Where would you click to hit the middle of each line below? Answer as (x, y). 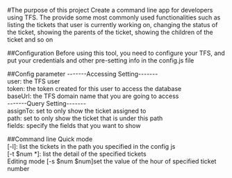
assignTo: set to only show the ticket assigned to (77, 111)
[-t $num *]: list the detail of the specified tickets (77, 154)
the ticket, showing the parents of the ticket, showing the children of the (110, 32)
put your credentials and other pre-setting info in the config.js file (101, 60)
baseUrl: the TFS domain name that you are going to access (93, 96)
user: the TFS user (34, 81)
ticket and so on (30, 40)
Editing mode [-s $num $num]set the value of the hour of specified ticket (112, 161)
